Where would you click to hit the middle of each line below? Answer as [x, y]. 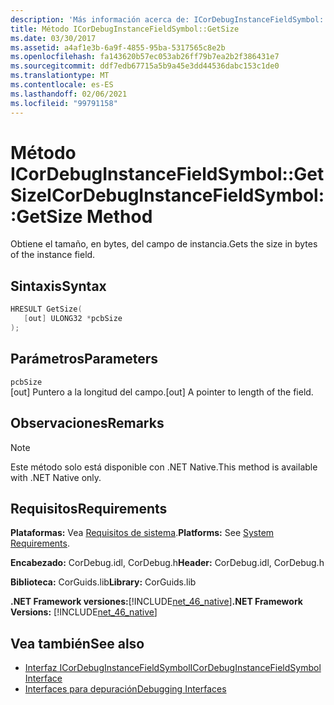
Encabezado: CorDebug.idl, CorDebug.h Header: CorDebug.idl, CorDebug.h [167, 563]
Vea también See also [77, 643]
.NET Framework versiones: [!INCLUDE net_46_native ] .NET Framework [156, 602]
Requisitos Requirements [89, 508]
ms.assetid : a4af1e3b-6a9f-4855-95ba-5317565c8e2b [118, 47]
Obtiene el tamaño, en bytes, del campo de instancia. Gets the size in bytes [164, 244]
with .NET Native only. [56, 477]
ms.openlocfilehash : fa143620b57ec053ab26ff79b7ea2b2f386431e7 [145, 57]
